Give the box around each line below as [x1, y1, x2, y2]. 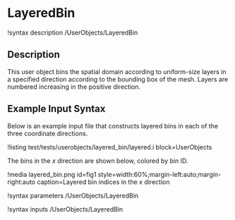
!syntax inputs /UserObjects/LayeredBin [7, 204, 123, 213]
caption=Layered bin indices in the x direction [37, 178, 170, 186]
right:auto [7, 178, 36, 186]
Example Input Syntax [7, 103, 106, 115]
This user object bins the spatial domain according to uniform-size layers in [7, 67, 227, 75]
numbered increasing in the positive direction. [7, 82, 141, 91]
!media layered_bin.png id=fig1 [7, 170, 97, 178]
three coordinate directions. [7, 129, 88, 137]
